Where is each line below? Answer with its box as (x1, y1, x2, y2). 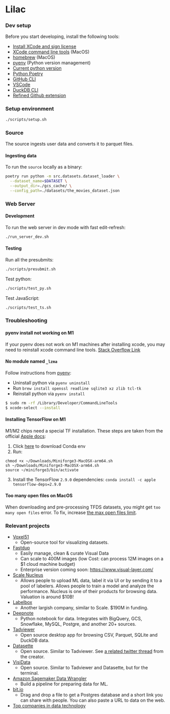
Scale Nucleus (12, 572, 43, 578)
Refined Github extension (12, 92, 66, 98)
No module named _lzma (5, 358, 58, 364)
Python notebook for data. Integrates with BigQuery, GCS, (20, 616, 142, 622)
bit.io (12, 686, 24, 692)
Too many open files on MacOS (5, 493, 73, 499)
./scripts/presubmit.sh (5, 267, 56, 272)
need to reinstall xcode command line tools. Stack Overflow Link (5, 346, 140, 353)
